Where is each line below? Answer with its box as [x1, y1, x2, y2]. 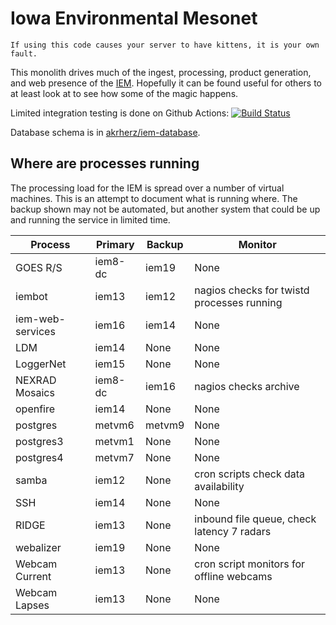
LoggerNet [15, 357, 67, 371]
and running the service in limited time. [10, 213, 171, 226]
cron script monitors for [194, 557, 305, 571]
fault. [10, 48, 38, 59]
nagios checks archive [194, 379, 300, 393]
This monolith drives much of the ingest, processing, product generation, [10, 66, 312, 78]
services [15, 324, 56, 338]
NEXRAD [15, 373, 57, 387]
